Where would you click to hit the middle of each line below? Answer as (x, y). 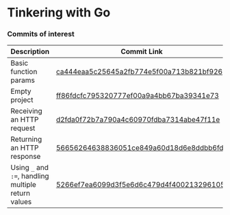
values (21, 202)
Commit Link (142, 51)
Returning (26, 140)
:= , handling (30, 176)
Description (30, 51)
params (23, 80)
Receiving (26, 111)
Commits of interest (41, 34)
